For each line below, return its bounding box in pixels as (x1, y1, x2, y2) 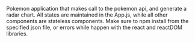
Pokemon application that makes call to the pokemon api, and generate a (6, 5, 187, 12)
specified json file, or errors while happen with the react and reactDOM (6, 24, 182, 31)
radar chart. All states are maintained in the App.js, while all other (6, 11, 168, 18)
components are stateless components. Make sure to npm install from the (6, 18, 189, 24)
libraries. (6, 30, 28, 37)
